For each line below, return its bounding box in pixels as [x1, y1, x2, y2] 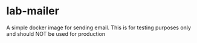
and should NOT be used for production [6, 30, 106, 37]
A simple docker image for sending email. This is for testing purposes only [6, 24, 192, 31]
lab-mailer [6, 4, 59, 18]
